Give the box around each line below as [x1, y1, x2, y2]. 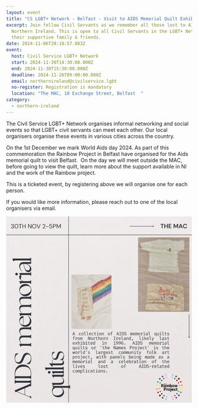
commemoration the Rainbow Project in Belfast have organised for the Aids [6, 150, 189, 157]
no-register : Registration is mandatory [11, 85, 112, 90]
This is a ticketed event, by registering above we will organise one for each [6, 180, 188, 187]
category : [6, 97, 31, 103]
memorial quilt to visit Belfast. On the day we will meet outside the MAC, [6, 157, 183, 164]
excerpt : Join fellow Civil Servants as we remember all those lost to [6, 22, 186, 28]
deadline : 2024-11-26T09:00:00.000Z [11, 72, 101, 78]
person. [6, 187, 25, 194]
